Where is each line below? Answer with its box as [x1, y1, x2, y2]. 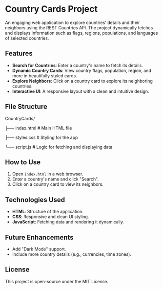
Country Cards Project [5, 3, 98, 15]
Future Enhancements [5, 233, 74, 242]
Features [5, 49, 33, 58]
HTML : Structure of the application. [12, 209, 84, 215]
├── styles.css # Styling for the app [5, 134, 78, 140]
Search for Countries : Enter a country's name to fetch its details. [12, 62, 143, 68]
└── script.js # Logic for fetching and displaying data [5, 144, 113, 150]
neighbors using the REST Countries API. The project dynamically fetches [5, 24, 153, 30]
